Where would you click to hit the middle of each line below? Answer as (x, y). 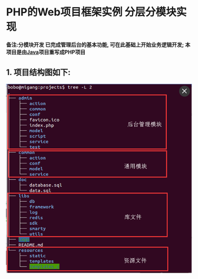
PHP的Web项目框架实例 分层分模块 (91, 12)
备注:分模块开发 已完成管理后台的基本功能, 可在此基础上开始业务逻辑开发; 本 (98, 44)
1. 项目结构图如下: (38, 72)
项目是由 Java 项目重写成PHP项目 (46, 52)
